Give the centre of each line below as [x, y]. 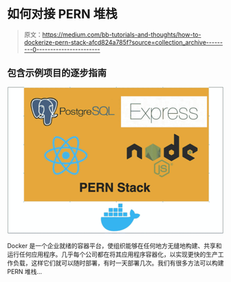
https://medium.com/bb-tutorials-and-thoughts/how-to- [122, 34]
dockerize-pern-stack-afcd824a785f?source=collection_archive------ [123, 42]
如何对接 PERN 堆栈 [63, 14]
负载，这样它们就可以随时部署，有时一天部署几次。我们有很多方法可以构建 [118, 263]
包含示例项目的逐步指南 [57, 73]
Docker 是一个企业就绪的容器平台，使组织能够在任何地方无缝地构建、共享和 [114, 246]
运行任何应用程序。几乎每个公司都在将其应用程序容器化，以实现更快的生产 [112, 254]
